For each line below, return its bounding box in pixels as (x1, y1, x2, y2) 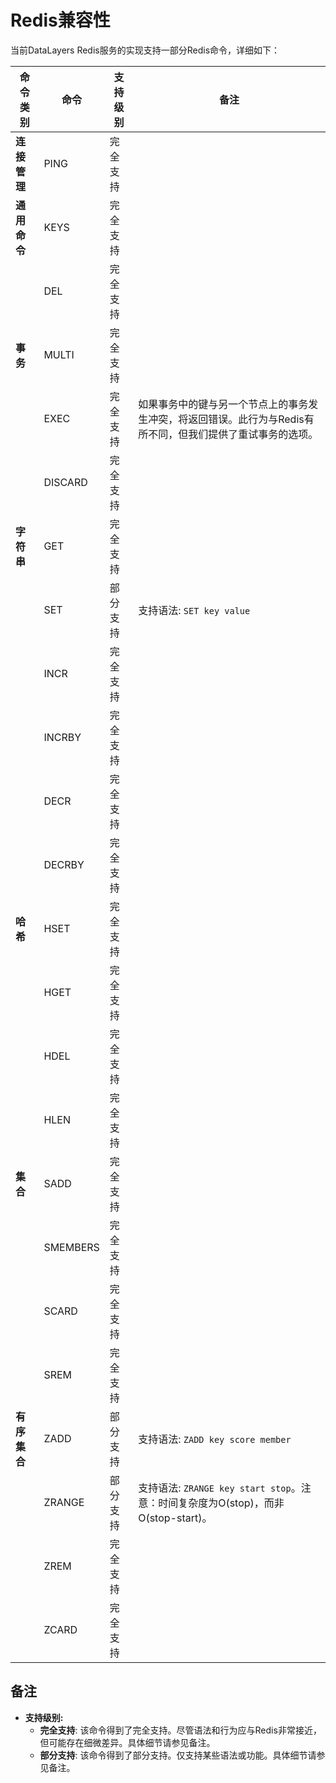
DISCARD (43, 475, 88, 489)
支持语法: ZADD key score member (138, 1432, 292, 1446)
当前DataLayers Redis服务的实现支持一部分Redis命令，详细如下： (10, 44, 281, 56)
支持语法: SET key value (138, 603, 251, 617)
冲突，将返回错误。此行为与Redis (148, 412, 305, 426)
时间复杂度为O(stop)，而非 (158, 1496, 285, 1510)
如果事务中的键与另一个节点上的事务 (138, 397, 309, 411)
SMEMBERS (43, 1240, 100, 1254)
